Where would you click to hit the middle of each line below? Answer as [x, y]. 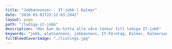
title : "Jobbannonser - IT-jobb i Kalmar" [51, 10]
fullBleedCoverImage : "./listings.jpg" [48, 39]
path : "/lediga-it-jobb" [32, 24]
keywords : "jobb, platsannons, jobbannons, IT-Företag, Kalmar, [75, 34]
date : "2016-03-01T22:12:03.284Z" [42, 15]
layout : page [19, 19]
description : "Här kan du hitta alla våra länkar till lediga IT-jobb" [83, 29]
